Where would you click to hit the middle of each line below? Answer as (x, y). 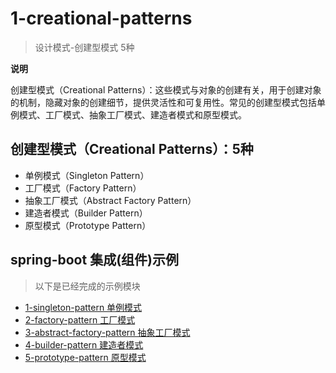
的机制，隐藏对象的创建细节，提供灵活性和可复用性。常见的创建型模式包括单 (168, 102)
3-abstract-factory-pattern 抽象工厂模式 (107, 332)
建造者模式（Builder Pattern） (86, 213)
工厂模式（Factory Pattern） (83, 188)
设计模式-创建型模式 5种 (84, 47)
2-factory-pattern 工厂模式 (80, 319)
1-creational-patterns (101, 18)
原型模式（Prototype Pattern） (88, 225)
